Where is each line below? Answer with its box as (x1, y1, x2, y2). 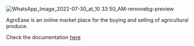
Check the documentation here (6, 34, 81, 40)
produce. (6, 23, 28, 29)
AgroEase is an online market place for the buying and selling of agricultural (6, 17, 189, 23)
